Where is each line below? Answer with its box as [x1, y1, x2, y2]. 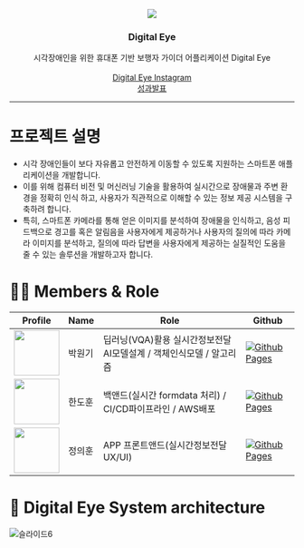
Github [252, 314, 283, 327]
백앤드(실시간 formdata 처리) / [102, 389, 226, 402]
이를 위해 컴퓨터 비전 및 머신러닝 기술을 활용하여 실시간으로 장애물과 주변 [22, 181, 279, 192]
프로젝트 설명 [9, 127, 101, 147]
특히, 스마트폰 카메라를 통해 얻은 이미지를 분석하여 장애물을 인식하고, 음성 [22, 215, 281, 226]
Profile [22, 314, 52, 327]
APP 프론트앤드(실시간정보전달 [102, 439, 228, 452]
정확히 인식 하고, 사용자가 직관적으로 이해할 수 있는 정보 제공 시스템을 [39, 192, 283, 203]
